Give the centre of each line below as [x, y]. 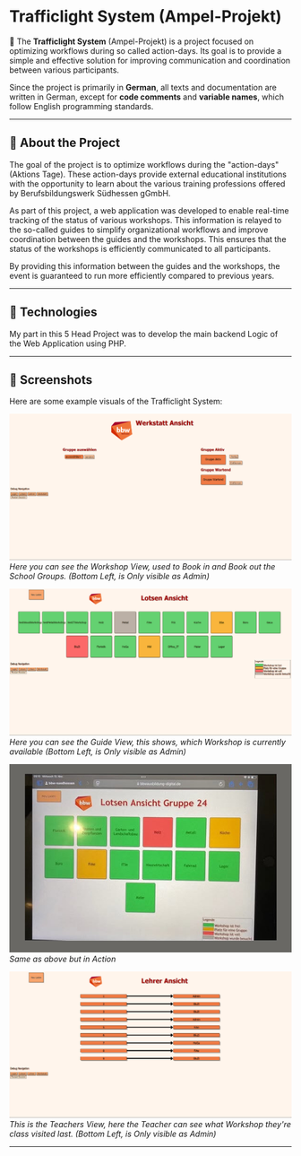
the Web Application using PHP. [68, 343]
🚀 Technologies [53, 313]
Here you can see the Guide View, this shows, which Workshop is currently [148, 742]
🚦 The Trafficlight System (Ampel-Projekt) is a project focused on [132, 41]
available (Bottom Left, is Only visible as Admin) [98, 752]
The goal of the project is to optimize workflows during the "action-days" [144, 164]
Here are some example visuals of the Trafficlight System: [116, 402]
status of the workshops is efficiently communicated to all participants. [140, 248]
